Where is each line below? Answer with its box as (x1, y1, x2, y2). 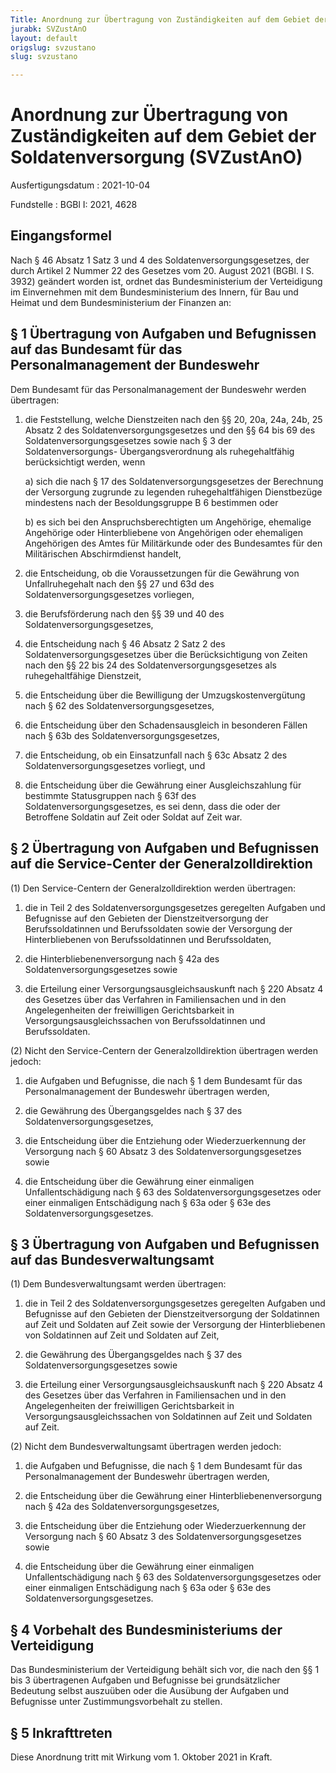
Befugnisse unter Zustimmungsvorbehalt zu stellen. (10, 1696, 223, 1708)
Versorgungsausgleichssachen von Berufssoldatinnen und (24, 1014, 266, 1026)
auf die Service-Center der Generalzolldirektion (10, 856, 313, 873)
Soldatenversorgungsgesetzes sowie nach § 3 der (24, 434, 232, 446)
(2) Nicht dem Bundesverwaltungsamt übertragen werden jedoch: (10, 1441, 282, 1453)
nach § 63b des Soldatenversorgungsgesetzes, (24, 729, 220, 741)
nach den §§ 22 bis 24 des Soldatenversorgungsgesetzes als (24, 659, 277, 671)
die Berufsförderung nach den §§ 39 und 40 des (24, 607, 225, 620)
